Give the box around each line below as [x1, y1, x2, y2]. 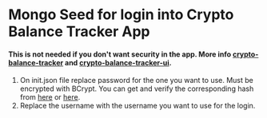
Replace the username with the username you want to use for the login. [19, 101, 256, 111]
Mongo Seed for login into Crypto [8, 6, 234, 24]
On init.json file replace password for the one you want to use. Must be [19, 76, 253, 85]
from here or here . [19, 92, 81, 102]
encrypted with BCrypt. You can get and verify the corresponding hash [19, 84, 254, 93]
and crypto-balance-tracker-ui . [65, 57, 172, 67]
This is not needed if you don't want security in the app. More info [8, 49, 232, 59]
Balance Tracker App [8, 22, 150, 41]
